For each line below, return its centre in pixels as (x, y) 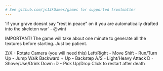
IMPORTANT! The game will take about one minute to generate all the (76, 38)
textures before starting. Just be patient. (46, 43)
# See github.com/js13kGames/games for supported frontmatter (70, 10)
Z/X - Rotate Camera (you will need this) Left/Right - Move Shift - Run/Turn (81, 53)
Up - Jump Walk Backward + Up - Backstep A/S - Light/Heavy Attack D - (80, 58)
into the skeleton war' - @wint (36, 29)
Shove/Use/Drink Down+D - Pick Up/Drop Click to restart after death (75, 63)
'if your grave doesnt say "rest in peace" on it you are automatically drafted (81, 24)
